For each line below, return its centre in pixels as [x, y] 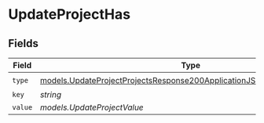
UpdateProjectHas [70, 14]
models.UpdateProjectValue [92, 107]
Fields [24, 43]
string [50, 94]
